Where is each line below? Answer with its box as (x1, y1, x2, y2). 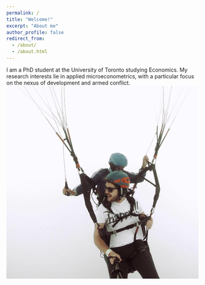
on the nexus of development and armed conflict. (6, 79, 131, 86)
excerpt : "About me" (6, 23, 59, 29)
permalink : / (6, 10, 40, 16)
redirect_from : (6, 35, 45, 42)
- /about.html (12, 49, 48, 55)
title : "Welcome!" (6, 16, 53, 23)
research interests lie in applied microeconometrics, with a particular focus (6, 72, 195, 80)
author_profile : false (6, 29, 64, 35)
